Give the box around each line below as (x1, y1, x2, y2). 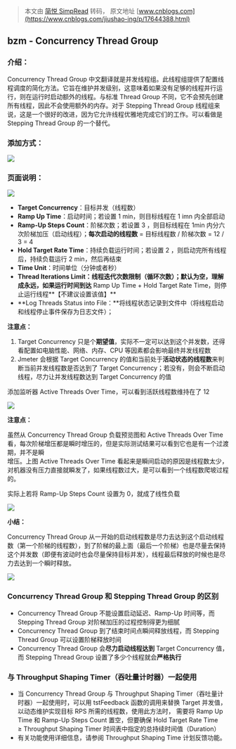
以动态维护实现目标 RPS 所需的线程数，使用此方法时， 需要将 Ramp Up (17, 707, 223, 715)
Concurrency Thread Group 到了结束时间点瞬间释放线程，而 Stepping (17, 626, 220, 635)
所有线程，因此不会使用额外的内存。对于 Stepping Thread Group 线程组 (7, 101, 214, 110)
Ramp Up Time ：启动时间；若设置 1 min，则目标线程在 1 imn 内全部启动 (17, 212, 225, 221)
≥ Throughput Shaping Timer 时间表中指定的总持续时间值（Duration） (17, 724, 221, 733)
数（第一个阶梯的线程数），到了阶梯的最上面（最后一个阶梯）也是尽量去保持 (7, 542, 226, 550)
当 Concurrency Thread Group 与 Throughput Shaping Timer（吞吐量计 (17, 689, 224, 698)
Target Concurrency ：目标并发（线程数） (17, 203, 140, 212)
